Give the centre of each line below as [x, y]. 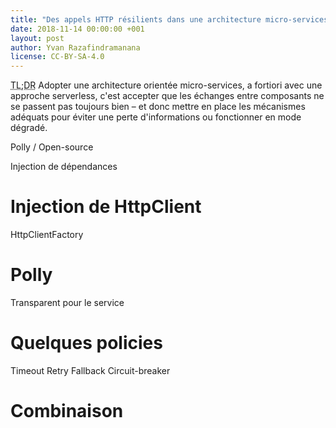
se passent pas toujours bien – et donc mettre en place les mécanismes [158, 107]
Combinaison [67, 411]
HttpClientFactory [47, 235]
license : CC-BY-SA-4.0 [57, 57]
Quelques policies [86, 343]
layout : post [37, 38]
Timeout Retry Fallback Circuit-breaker [90, 370]
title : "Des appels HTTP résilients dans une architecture [136, 19]
